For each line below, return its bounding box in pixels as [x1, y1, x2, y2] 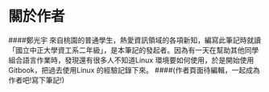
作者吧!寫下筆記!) [8, 75, 65, 85]
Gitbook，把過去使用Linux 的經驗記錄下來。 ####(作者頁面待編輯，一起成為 [8, 65, 260, 74]
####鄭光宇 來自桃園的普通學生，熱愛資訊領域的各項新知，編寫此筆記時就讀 [8, 35, 262, 45]
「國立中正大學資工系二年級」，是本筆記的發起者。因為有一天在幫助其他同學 [8, 45, 259, 54]
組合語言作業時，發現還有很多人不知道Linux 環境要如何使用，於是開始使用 [8, 55, 255, 65]
